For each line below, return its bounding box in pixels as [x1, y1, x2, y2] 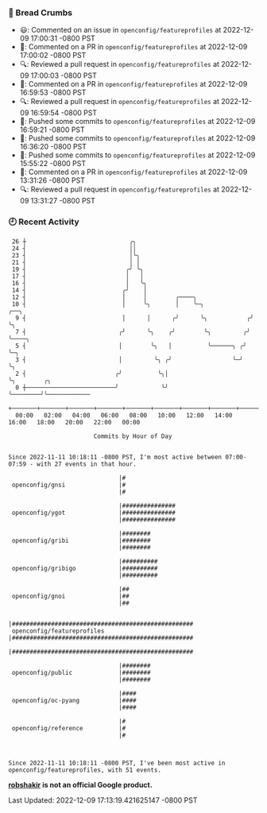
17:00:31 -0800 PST [30, 33, 95, 43]
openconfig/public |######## [11, 668, 151, 676]
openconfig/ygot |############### [11, 509, 176, 517]
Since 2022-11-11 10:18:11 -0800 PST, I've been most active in [8, 759, 226, 767]
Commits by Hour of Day [93, 432, 172, 440]
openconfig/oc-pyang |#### [11, 696, 137, 704]
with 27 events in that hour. [37, 460, 137, 468]
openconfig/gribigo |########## [11, 564, 158, 572]
